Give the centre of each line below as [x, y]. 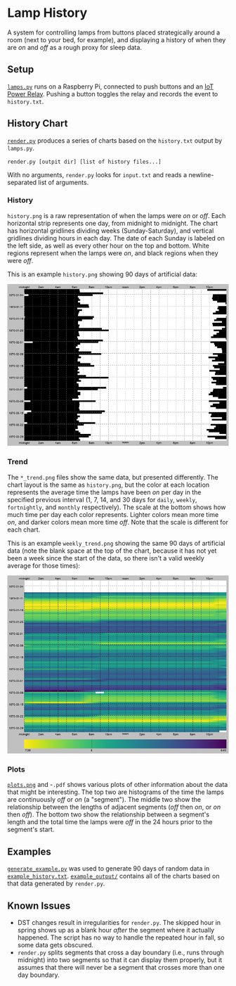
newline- [201, 174]
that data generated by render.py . [56, 883]
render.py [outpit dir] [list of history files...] [84, 162]
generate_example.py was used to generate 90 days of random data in [109, 869]
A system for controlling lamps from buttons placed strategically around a [114, 32]
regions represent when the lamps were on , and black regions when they [113, 253]
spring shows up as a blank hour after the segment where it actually [116, 930]
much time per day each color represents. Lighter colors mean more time [113, 514]
